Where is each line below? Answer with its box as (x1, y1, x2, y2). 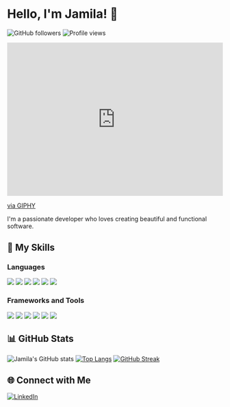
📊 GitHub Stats (7, 333, 74, 345)
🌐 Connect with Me (7, 374, 91, 386)
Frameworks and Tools (7, 296, 84, 306)
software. (7, 222, 34, 230)
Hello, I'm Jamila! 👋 (7, 6, 118, 22)
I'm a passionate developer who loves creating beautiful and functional (7, 214, 207, 223)
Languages (7, 262, 46, 272)
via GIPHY (7, 201, 36, 210)
